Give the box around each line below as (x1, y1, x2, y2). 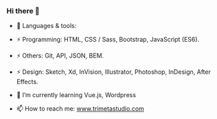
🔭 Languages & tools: (16, 22, 77, 30)
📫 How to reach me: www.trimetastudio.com (16, 105, 145, 113)
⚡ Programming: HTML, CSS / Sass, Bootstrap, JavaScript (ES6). (16, 36, 200, 44)
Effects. (16, 78, 38, 86)
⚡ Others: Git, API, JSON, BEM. (16, 51, 104, 60)
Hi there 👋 (6, 6, 41, 16)
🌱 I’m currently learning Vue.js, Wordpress (16, 91, 137, 99)
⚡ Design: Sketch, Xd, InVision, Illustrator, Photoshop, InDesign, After (16, 68, 211, 76)
